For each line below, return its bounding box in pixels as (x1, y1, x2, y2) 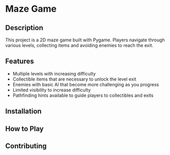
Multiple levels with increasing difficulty (12, 70, 96, 76)
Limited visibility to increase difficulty (12, 87, 91, 93)
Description (5, 23, 43, 32)
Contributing (5, 141, 47, 150)
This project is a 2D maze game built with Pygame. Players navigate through (5, 37, 165, 43)
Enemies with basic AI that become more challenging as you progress (12, 81, 159, 87)
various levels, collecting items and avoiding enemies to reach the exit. (5, 42, 154, 48)
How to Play (5, 124, 44, 133)
